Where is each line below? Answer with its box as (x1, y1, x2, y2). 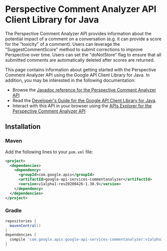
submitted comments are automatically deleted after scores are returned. (5, 57, 155, 63)
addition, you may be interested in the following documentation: (5, 77, 136, 83)
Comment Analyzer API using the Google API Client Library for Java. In (5, 72, 150, 78)
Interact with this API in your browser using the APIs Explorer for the (12, 103, 152, 109)
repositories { (5, 218, 37, 224)
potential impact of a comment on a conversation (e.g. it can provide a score (5, 36, 162, 42)
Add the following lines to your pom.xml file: (5, 148, 93, 155)
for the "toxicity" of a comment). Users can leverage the (5, 41, 120, 47)
